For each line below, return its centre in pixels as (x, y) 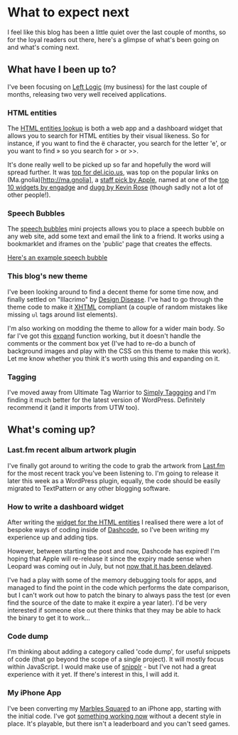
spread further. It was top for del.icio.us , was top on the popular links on (113, 172)
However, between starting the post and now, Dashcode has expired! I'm (114, 551)
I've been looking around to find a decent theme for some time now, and (113, 292)
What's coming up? (52, 430)
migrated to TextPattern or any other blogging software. (89, 488)
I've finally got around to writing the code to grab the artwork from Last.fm (116, 465)
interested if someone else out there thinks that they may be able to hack (114, 610)
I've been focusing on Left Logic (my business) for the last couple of (107, 87)
